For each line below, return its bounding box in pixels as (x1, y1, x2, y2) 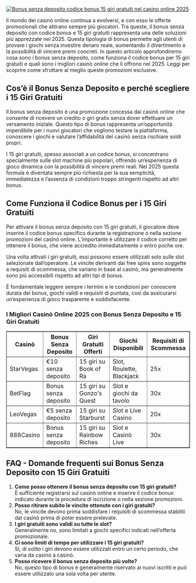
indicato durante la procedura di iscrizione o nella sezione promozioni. (14, 495, 184, 502)
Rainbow (79, 430, 103, 439)
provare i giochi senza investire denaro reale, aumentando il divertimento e (6, 42, 185, 49)
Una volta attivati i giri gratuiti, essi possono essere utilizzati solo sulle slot (6, 253, 184, 260)
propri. (6, 139, 22, 146)
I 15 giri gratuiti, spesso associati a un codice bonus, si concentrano (6, 150, 169, 157)
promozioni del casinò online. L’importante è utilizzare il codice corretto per (6, 236, 188, 243)
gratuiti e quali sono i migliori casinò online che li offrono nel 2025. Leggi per (6, 60, 190, 67)
